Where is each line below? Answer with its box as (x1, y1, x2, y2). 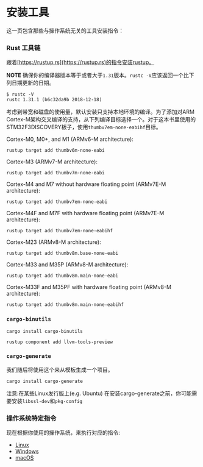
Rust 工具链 (6, 43, 41, 52)
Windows (15, 447, 39, 455)
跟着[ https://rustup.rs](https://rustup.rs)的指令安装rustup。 (6, 59, 154, 66)
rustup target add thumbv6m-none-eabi (6, 148, 105, 154)
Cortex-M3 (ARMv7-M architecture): (6, 158, 98, 165)
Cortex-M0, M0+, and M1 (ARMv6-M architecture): (6, 135, 134, 143)
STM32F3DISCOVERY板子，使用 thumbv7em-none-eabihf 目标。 (6, 123, 162, 131)
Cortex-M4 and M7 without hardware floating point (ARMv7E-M (6, 180, 166, 188)
